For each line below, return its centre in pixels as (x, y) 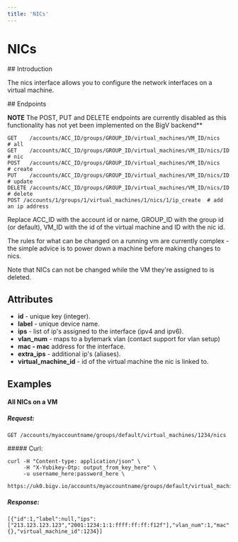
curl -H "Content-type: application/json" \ (74, 462)
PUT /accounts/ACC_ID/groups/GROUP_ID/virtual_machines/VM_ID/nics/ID (119, 175)
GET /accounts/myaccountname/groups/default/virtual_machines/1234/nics (117, 436)
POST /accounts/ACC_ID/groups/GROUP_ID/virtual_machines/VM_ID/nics (114, 163)
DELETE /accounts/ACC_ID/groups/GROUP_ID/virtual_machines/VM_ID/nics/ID (119, 188)
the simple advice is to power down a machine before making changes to (114, 248)
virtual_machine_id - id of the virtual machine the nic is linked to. (113, 362)
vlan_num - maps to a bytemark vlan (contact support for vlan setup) (119, 339)
